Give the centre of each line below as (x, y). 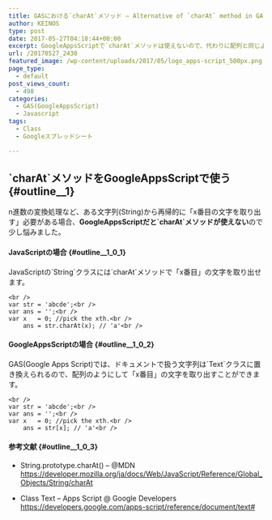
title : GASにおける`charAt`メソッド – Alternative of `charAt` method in (130, 16)
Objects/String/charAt (56, 483)
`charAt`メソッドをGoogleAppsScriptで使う (120, 179)
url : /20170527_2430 (43, 53)
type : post (27, 31)
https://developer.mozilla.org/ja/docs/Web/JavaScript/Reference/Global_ (141, 474)
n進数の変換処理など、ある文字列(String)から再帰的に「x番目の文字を (124, 212)
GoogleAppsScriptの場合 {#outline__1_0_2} (82, 344)
